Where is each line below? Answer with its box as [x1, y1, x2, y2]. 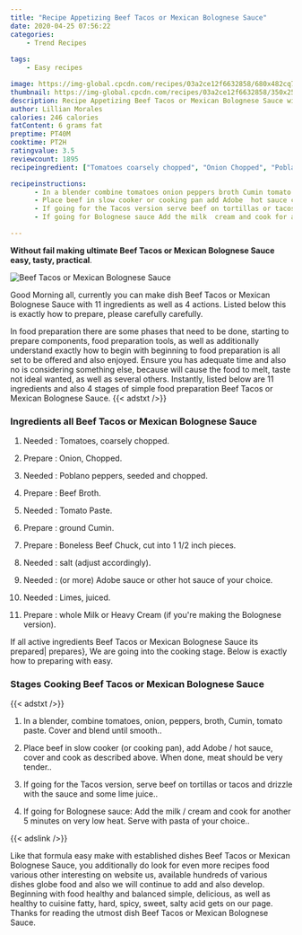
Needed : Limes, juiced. [22, 592, 111, 603]
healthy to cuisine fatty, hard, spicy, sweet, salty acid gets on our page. [10, 898, 273, 909]
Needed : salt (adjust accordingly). [22, 558, 151, 569]
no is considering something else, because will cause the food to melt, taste [10, 364, 291, 375]
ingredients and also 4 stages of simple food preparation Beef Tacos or [10, 383, 273, 393]
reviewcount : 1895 [10, 154, 79, 163]
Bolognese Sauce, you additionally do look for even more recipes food [10, 860, 270, 871]
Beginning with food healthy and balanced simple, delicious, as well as [10, 888, 272, 899]
